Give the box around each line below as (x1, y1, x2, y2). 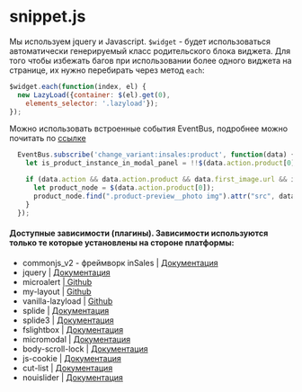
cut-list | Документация (22, 362, 113, 373)
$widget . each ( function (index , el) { (9, 82, 147, 91)
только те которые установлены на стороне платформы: (9, 237, 235, 248)
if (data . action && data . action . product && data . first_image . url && (25, 175, 288, 184)
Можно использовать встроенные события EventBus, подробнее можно (9, 123, 289, 134)
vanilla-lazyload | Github (22, 295, 113, 307)
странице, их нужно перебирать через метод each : (9, 65, 205, 76)
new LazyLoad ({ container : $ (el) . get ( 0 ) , (17, 90, 171, 100)
